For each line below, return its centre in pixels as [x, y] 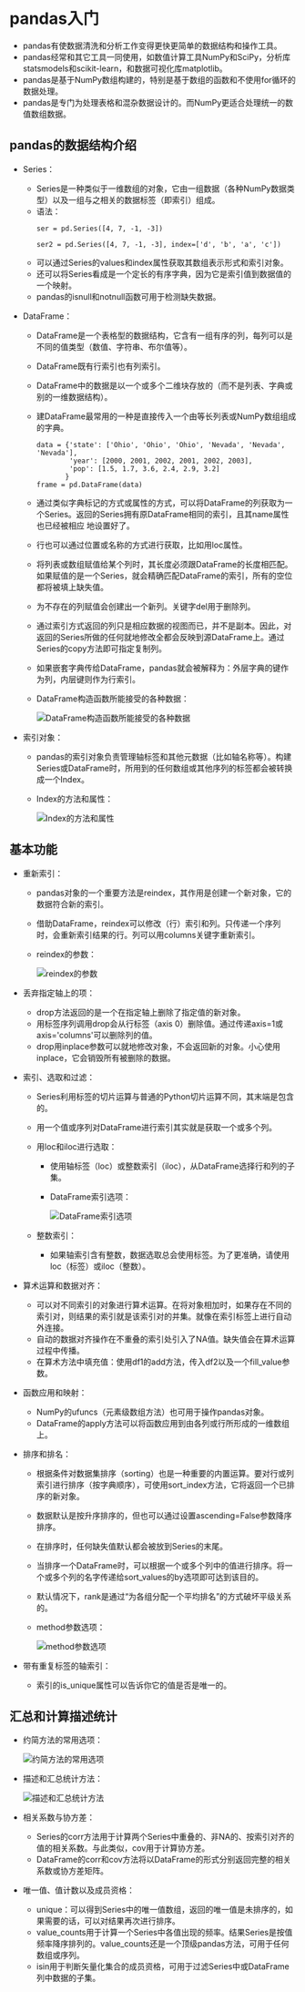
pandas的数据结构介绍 [73, 145]
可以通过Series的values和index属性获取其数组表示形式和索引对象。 [162, 262]
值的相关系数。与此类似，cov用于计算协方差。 [123, 1848]
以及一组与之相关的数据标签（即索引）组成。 [136, 199]
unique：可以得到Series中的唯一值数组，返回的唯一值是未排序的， [161, 1910]
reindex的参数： [66, 954]
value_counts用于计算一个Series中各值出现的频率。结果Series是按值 [164, 1933]
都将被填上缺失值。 [72, 587]
